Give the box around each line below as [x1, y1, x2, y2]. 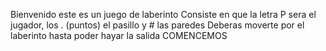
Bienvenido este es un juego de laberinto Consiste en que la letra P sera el [10, 9, 317, 20]
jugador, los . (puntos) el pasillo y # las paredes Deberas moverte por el [10, 19, 305, 31]
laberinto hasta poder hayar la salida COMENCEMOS [10, 30, 228, 41]
